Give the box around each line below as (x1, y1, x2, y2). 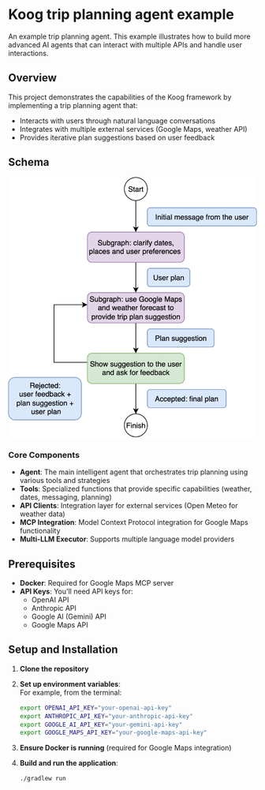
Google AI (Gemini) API (31, 612, 106, 621)
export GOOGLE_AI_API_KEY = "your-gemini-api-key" (19, 721, 183, 728)
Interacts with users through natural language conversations (19, 116, 215, 125)
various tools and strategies (19, 476, 110, 485)
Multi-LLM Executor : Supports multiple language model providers (19, 534, 235, 544)
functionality (19, 526, 61, 536)
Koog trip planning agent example (8, 6, 235, 24)
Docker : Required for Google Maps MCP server (19, 578, 174, 588)
